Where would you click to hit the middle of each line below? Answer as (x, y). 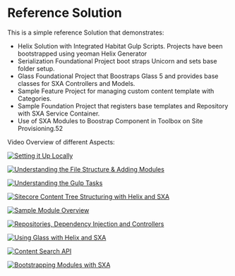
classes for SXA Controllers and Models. (76, 83)
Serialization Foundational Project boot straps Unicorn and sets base (117, 61)
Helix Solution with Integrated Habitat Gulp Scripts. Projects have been (120, 46)
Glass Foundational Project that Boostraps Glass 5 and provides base (118, 76)
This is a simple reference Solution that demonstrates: (86, 32)
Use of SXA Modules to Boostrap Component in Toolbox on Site (110, 120)
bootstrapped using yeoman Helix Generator (82, 54)
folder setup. (36, 68)
